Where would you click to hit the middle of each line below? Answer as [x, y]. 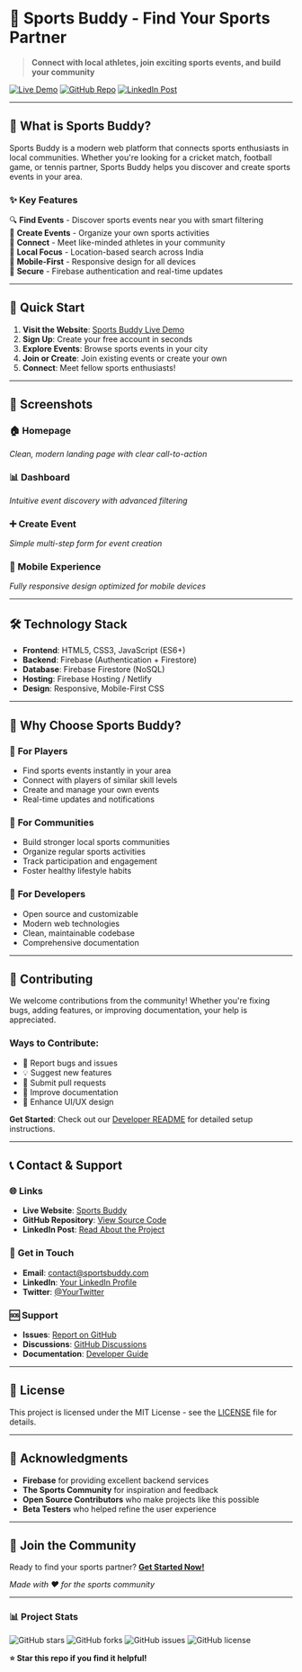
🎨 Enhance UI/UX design [68, 1101]
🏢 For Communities [52, 823]
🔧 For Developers [48, 894]
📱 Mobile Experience [55, 567]
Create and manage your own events [91, 789]
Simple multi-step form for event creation [86, 544]
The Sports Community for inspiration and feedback [120, 1489]
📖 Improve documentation [70, 1092]
